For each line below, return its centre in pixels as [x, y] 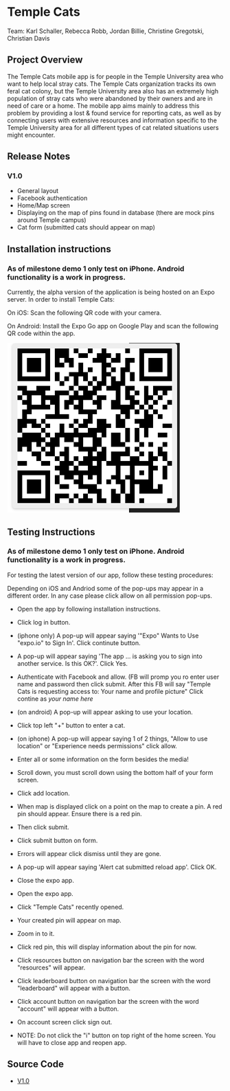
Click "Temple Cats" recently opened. [70, 907]
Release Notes [39, 156]
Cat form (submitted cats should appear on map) [86, 227]
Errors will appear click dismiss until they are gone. [89, 853]
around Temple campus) [52, 220]
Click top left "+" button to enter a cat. [71, 725]
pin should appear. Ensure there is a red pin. [79, 813]
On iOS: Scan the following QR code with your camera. [84, 313]
